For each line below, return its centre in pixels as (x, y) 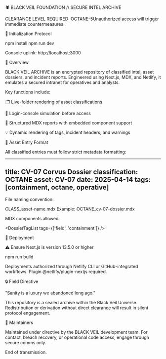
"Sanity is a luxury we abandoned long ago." (50, 293)
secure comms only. (26, 342)
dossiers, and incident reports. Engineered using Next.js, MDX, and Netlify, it (83, 77)
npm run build (19, 257)
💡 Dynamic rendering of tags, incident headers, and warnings (68, 132)
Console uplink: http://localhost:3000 (43, 53)
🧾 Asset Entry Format (27, 142)
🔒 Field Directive (22, 281)
